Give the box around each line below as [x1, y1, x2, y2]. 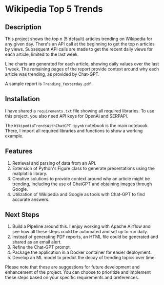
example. [5, 133, 23, 139]
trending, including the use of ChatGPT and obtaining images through [12, 181, 152, 187]
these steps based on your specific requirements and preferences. [5, 275, 139, 281]
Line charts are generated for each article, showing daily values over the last [5, 61, 159, 66]
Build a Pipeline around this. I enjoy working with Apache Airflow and [12, 223, 151, 229]
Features [5, 147, 33, 155]
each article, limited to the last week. [5, 51, 79, 57]
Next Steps [5, 211, 40, 219]
